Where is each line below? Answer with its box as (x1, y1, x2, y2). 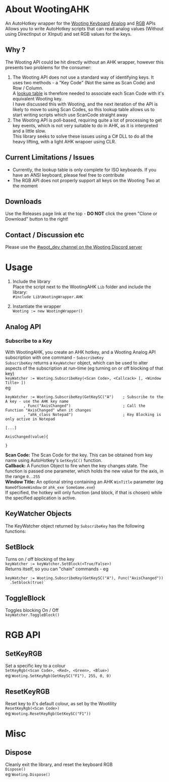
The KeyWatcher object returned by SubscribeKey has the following (5, 523, 145, 529)
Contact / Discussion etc (5, 231, 85, 239)
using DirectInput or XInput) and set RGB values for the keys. (5, 31, 132, 37)
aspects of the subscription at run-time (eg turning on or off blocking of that (5, 365, 163, 371)
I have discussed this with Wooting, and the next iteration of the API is (12, 101, 158, 107)
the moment (12, 183, 38, 189)
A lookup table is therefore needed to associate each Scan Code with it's (12, 90, 164, 96)
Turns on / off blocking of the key (5, 556, 75, 562)
